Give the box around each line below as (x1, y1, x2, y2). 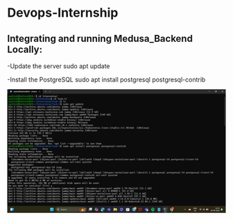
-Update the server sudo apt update (7, 62, 110, 70)
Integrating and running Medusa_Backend (7, 33, 193, 45)
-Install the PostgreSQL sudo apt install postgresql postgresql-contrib (7, 75, 206, 84)
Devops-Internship (7, 5, 119, 21)
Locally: (7, 43, 43, 55)
